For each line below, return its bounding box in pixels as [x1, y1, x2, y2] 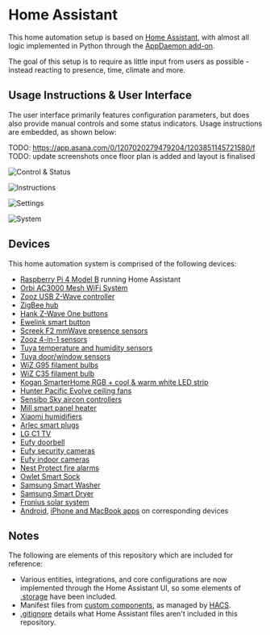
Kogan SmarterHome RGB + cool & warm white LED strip [19, 377, 209, 386]
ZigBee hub [19, 300, 59, 310]
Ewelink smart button [19, 317, 91, 327]
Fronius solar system [19, 497, 90, 507]
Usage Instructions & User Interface [8, 89, 192, 102]
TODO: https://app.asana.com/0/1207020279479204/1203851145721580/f [8, 143, 255, 152]
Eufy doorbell [19, 437, 65, 447]
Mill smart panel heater [19, 403, 97, 412]
